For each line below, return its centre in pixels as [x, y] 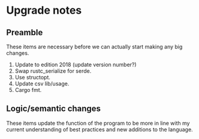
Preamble [25, 33]
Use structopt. [33, 77]
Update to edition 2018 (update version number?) [76, 64]
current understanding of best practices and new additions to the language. [99, 129]
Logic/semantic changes [53, 109]
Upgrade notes [44, 10]
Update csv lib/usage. [42, 84]
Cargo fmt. [28, 90]
